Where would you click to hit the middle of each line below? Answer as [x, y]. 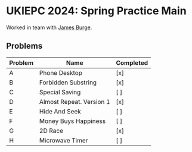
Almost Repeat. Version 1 [75, 102]
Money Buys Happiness [72, 121]
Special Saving [60, 92]
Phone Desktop [61, 72]
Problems [24, 46]
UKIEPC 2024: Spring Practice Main [96, 11]
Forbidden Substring [68, 83]
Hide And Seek [60, 111]
